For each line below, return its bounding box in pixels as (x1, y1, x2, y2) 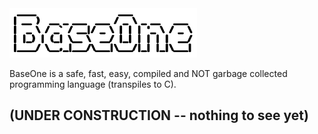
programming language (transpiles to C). (9, 78, 177, 91)
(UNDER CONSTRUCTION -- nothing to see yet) (9, 107, 309, 124)
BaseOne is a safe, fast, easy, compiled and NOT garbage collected (9, 68, 288, 80)
